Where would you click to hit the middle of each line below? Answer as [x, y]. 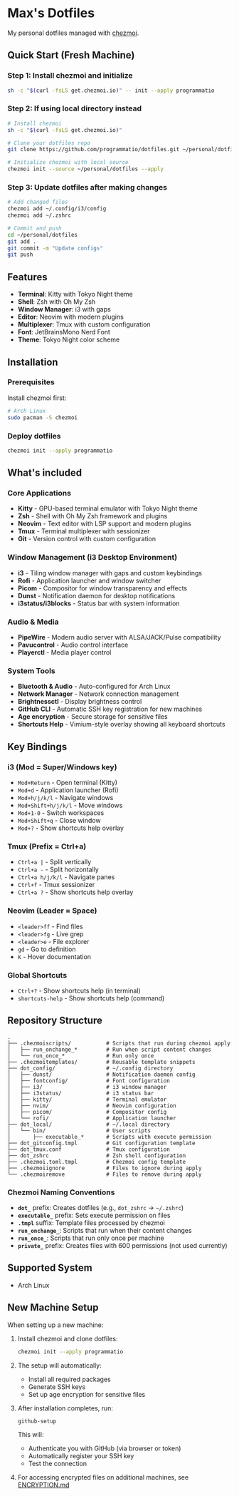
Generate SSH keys [57, 1387]
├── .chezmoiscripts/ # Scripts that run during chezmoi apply [119, 1043]
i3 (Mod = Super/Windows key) [62, 767]
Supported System [50, 1268]
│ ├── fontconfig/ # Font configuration [89, 1081]
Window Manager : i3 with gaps [64, 309]
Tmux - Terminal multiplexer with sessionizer [84, 531]
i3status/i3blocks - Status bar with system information [99, 603]
